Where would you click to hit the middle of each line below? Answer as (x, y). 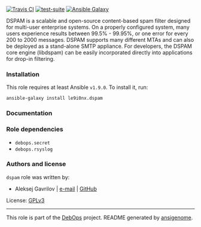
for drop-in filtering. (31, 59)
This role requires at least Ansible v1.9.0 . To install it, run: (77, 87)
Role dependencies (35, 130)
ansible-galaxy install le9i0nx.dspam (54, 99)
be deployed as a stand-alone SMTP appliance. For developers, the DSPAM (99, 46)
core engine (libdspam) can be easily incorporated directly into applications (99, 53)
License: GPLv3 (25, 200)
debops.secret (32, 143)
